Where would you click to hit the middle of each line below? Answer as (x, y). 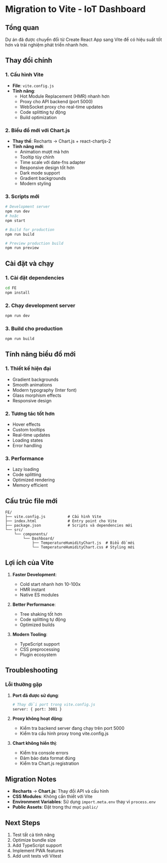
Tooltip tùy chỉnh (37, 157)
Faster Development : (34, 574)
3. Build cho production (34, 329)
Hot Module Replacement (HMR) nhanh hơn (65, 96)
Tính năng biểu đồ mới (40, 354)
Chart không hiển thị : (35, 743)
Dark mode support (40, 173)
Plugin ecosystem (38, 655)
